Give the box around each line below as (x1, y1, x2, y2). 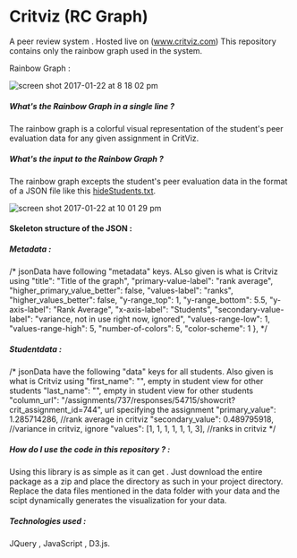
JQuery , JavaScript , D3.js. (9, 538, 110, 549)
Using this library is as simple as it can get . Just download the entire (9, 467, 263, 477)
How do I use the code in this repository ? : (9, 444, 171, 454)
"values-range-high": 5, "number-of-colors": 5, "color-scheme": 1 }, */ (9, 323, 268, 334)
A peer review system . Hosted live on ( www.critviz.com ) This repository (9, 36, 277, 47)
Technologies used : (9, 515, 87, 526)
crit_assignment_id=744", (9, 405, 103, 416)
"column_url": (9, 395, 60, 406)
